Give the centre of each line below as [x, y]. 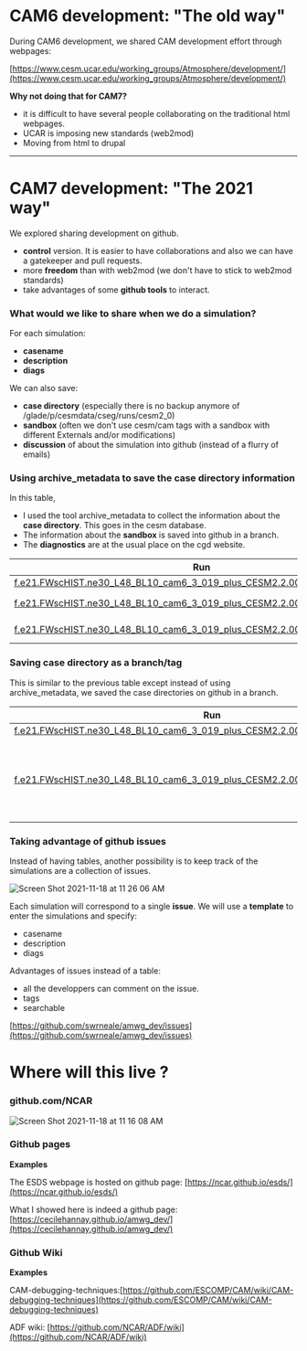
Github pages [40, 1144]
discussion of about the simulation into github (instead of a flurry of [151, 445]
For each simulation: [48, 334]
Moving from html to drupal [74, 143]
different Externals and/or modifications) [99, 435]
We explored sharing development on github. [94, 233]
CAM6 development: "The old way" [148, 16]
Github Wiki [36, 1252]
